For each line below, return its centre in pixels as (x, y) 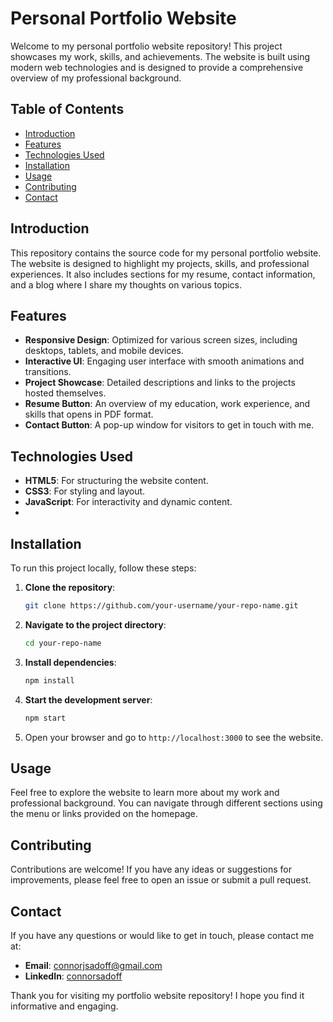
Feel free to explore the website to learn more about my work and (145, 793)
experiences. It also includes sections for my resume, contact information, (163, 274)
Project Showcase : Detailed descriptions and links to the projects (160, 383)
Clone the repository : (70, 587)
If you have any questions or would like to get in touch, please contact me (162, 935)
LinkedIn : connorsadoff (73, 976)
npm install (49, 680)
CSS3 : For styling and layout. (85, 491)
